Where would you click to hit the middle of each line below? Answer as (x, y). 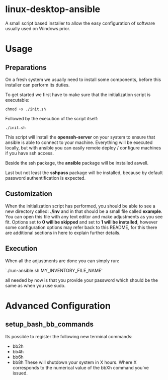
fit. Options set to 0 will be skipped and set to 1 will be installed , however (81, 222)
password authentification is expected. (46, 178)
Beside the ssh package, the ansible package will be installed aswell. (77, 163)
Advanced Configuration (58, 306)
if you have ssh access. (30, 153)
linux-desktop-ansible (53, 9)
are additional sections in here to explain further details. (63, 233)
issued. (20, 373)
